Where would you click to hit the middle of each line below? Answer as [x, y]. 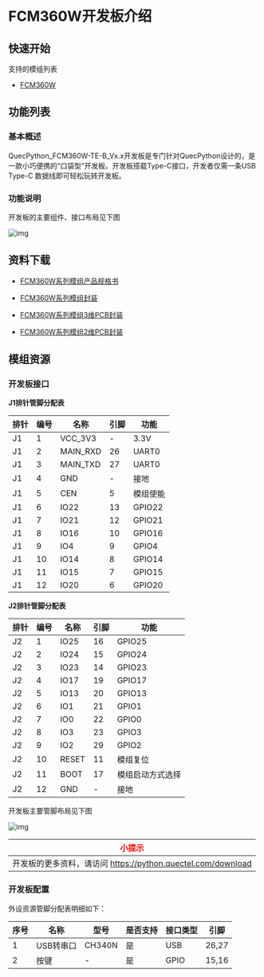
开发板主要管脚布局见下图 [50, 811]
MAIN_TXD [81, 465]
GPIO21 [148, 520]
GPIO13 [132, 694]
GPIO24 [132, 655]
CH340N [101, 945]
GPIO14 [148, 560]
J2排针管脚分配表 [37, 606]
